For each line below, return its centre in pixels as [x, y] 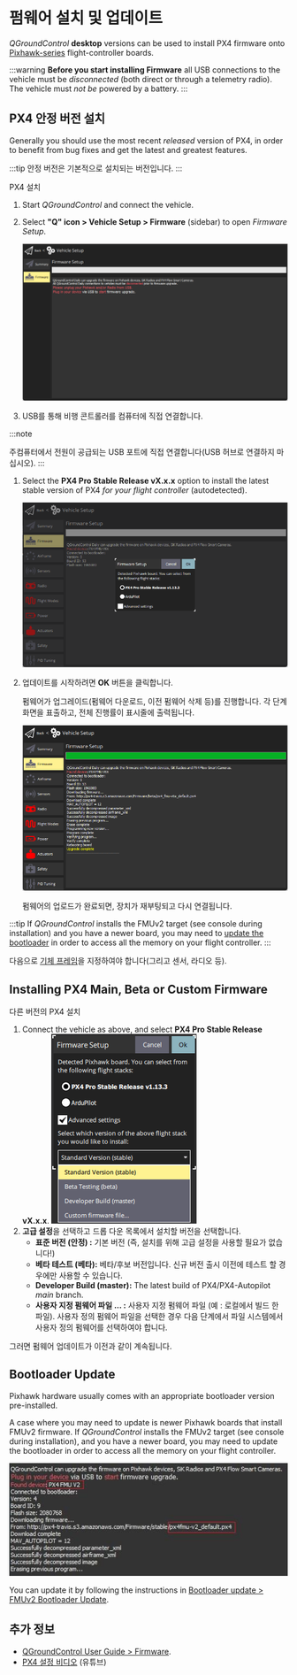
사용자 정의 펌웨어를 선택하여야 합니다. [101, 1327]
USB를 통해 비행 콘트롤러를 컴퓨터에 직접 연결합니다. [112, 416]
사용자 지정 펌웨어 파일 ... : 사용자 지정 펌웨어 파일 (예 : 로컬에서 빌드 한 [157, 1305]
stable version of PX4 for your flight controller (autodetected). [134, 490]
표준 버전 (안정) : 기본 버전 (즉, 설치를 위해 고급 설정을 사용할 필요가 [151, 1242]
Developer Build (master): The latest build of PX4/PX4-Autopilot [153, 1285]
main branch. [59, 1295]
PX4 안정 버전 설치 [57, 119]
